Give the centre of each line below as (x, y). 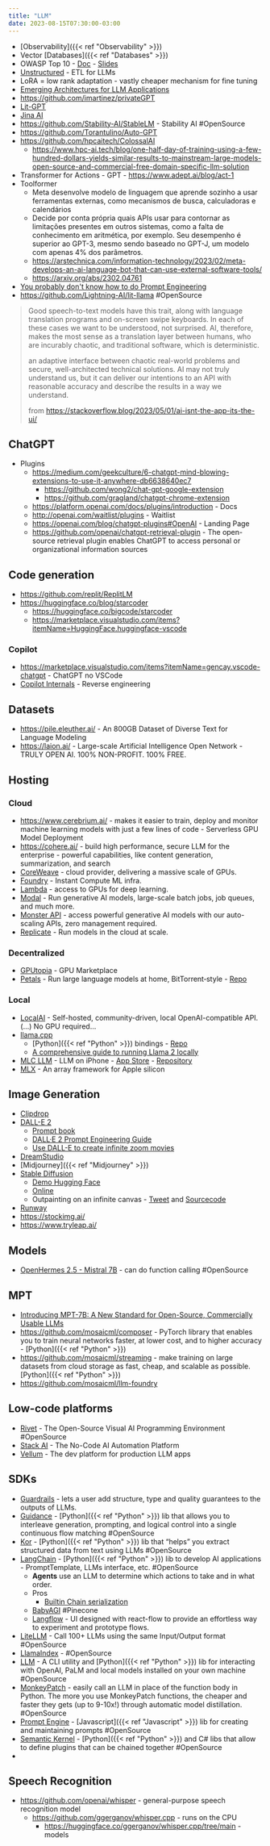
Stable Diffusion (47, 1174)
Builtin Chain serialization (86, 1602)
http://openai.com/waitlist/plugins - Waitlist (104, 515)
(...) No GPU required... (58, 1026)
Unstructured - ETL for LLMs (68, 72)
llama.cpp (36, 1034)
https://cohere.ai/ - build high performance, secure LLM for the (125, 846)
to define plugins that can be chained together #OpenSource (121, 1747)
